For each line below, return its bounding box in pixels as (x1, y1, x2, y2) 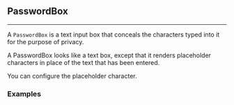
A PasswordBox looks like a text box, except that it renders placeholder (7, 51, 211, 59)
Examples (7, 89, 42, 99)
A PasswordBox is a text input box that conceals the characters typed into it (7, 30, 220, 39)
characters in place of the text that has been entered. (7, 58, 160, 66)
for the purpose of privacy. (7, 37, 84, 46)
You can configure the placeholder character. (7, 72, 137, 80)
